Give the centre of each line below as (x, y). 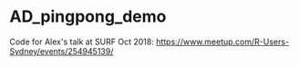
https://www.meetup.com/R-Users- (223, 42)
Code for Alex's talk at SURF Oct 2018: (82, 42)
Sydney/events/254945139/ (62, 51)
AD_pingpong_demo (88, 17)
